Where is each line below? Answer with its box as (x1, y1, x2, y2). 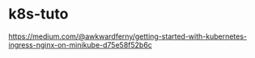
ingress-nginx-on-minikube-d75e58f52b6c (8, 39, 152, 49)
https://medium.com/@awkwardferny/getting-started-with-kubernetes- (8, 31, 248, 41)
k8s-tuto (8, 5, 69, 23)
